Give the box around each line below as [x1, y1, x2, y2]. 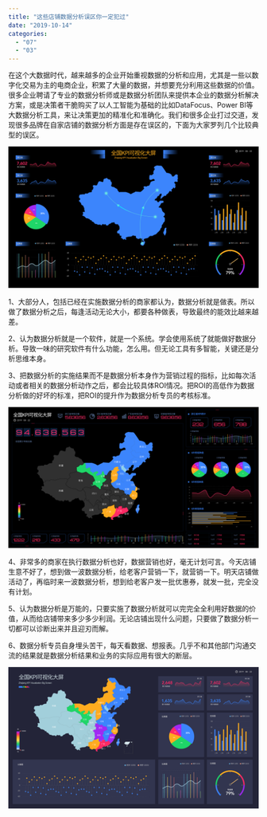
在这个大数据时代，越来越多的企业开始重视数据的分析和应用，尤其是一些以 [8, 70, 252, 80]
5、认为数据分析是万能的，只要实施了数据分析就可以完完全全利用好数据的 [8, 604, 250, 614]
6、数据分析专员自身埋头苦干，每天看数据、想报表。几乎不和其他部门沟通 [8, 641, 250, 650]
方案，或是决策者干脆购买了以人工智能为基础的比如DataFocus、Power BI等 [8, 100, 253, 110]
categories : [8, 29, 48, 37]
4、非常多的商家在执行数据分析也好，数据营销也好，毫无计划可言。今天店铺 [8, 557, 257, 567]
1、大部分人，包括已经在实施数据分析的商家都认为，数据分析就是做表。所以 [8, 297, 255, 306]
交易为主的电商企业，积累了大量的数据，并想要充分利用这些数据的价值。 [21, 81, 259, 90]
